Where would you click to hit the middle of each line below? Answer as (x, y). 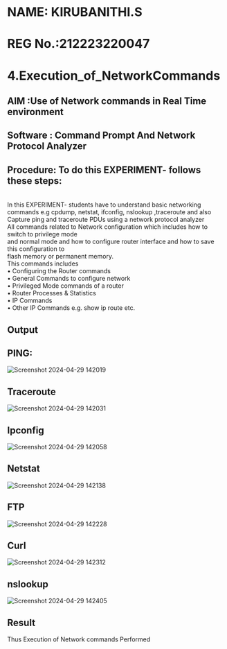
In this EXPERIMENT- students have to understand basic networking (104, 205)
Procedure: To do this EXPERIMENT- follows (104, 170)
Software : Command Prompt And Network (101, 136)
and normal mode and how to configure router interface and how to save (111, 242)
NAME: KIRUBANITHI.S (75, 12)
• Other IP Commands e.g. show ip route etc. (71, 308)
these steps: (35, 181)
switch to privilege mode (42, 234)
